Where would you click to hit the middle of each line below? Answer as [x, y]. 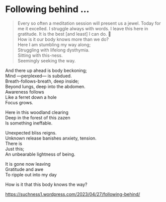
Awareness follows [25, 92]
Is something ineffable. [29, 123]
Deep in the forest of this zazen [38, 117]
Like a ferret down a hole [31, 97]
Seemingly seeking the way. [47, 60]
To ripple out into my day [31, 174]
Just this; [15, 149]
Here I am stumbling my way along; [54, 44]
